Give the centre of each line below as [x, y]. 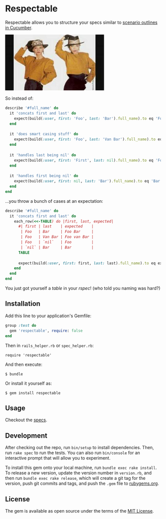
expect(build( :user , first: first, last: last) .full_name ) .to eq [87, 263]
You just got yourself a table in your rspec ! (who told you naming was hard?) [83, 288]
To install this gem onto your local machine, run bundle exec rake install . [81, 468]
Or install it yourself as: [28, 383]
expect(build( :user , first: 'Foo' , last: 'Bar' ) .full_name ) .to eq [84, 118]
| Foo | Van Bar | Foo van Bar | [57, 237]
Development [26, 435]
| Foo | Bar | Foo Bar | [57, 232]
